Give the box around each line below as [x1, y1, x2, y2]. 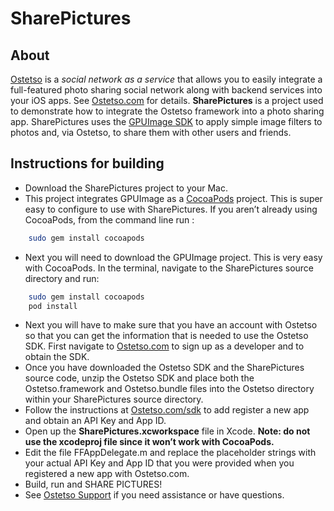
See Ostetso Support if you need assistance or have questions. [24, 489, 285, 501]
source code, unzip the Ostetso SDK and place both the [24, 372, 255, 384]
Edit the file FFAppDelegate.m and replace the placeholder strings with [24, 447, 317, 459]
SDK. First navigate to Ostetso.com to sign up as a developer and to [24, 340, 305, 352]
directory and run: [24, 272, 100, 284]
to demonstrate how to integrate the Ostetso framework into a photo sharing [10, 105, 325, 117]
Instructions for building [10, 155, 165, 172]
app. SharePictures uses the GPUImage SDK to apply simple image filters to [10, 116, 323, 127]
